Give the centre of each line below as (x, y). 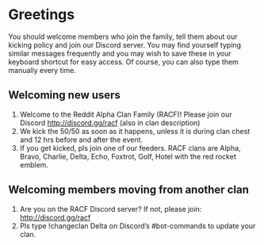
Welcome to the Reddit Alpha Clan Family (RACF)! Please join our (126, 114)
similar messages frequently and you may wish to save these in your (120, 53)
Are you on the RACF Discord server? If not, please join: (111, 209)
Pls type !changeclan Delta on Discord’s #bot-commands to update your (138, 226)
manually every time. (42, 70)
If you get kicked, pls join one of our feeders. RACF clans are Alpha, (130, 147)
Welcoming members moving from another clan (129, 190)
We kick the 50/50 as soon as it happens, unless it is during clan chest (135, 131)
